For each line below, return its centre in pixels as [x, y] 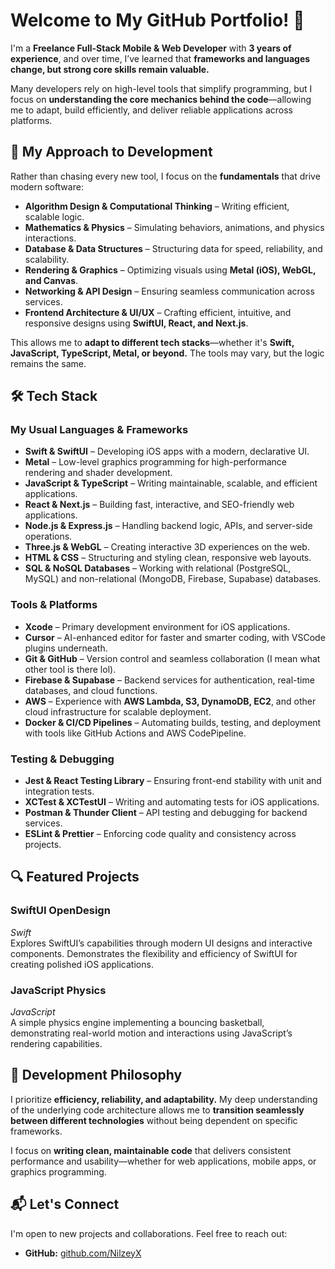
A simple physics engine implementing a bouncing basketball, [137, 1023]
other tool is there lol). [70, 669]
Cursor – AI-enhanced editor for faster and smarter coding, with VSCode [175, 637]
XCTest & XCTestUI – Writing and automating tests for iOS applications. [172, 802]
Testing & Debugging [62, 759]
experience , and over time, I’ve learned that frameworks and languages [160, 58]
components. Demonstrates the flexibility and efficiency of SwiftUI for [154, 953]
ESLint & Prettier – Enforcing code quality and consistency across [160, 834]
